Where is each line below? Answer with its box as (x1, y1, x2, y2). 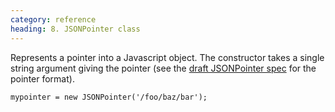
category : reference (10, 14, 97, 25)
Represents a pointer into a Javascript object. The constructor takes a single (10, 51, 325, 63)
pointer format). (10, 72, 75, 85)
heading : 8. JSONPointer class (10, 24, 141, 34)
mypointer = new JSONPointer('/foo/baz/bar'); (10, 92, 208, 102)
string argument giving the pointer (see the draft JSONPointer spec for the (10, 62, 317, 74)
